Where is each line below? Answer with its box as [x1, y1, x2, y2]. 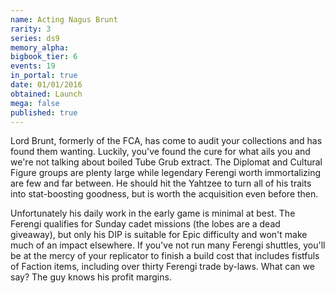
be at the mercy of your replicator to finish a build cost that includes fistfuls [10, 250, 320, 262]
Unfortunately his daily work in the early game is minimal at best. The [10, 207, 296, 220]
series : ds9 [10, 33, 60, 43]
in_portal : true [10, 71, 78, 81]
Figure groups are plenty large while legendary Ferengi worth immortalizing [10, 167, 322, 179]
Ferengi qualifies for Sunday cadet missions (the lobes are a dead [10, 218, 281, 230]
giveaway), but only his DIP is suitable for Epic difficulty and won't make [10, 229, 308, 241]
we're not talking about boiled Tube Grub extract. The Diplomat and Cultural [10, 156, 323, 168]
